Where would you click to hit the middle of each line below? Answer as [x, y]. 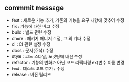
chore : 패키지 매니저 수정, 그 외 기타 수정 [51, 38]
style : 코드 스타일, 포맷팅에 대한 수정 [47, 56]
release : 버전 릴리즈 [31, 74]
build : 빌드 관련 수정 [31, 32]
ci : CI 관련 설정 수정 [31, 44]
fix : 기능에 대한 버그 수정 [35, 26]
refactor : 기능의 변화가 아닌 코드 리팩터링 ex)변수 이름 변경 [68, 62]
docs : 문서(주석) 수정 [32, 50]
